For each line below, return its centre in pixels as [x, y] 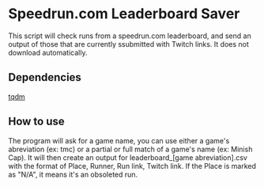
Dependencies [45, 77]
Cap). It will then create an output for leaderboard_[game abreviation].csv [128, 157]
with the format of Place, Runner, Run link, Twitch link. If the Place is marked [132, 166]
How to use [36, 122]
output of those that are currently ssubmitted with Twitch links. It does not [128, 44]
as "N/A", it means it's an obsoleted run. [73, 174]
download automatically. [48, 52]
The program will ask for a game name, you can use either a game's [119, 140]
